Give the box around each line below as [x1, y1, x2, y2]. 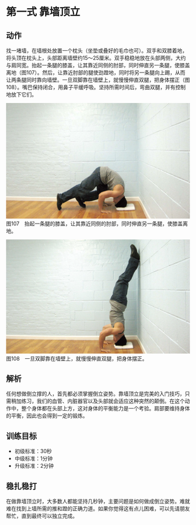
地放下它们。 [6, 91, 37, 98]
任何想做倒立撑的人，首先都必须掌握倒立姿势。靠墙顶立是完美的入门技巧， [6, 390, 185, 397]
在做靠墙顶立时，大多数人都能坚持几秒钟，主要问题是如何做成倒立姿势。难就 [6, 497, 190, 505]
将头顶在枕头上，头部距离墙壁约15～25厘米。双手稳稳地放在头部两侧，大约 [6, 54, 186, 61]
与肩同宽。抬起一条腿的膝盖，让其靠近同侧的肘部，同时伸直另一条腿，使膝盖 [6, 62, 190, 68]
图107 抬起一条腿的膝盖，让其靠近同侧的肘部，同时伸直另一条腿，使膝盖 [6, 220, 183, 227]
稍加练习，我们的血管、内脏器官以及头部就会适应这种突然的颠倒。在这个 [10, 397, 185, 404]
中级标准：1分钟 [14, 455, 53, 462]
